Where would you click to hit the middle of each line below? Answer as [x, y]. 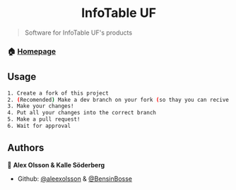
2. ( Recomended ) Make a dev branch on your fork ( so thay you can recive [118, 100]
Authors [26, 148]
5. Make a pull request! [44, 119]
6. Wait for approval [39, 126]
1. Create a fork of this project [58, 93]
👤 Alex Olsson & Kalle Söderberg [56, 165]
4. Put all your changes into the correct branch [82, 113]
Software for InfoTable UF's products [78, 32]
